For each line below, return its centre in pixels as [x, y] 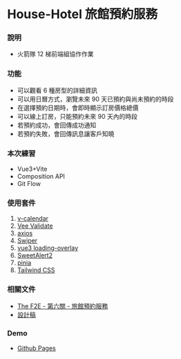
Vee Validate [35, 226]
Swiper [27, 241]
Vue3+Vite [32, 169]
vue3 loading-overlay [48, 248]
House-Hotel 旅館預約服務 [82, 14]
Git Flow [29, 184]
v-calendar [33, 219]
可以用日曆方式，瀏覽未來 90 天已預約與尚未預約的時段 [95, 99]
